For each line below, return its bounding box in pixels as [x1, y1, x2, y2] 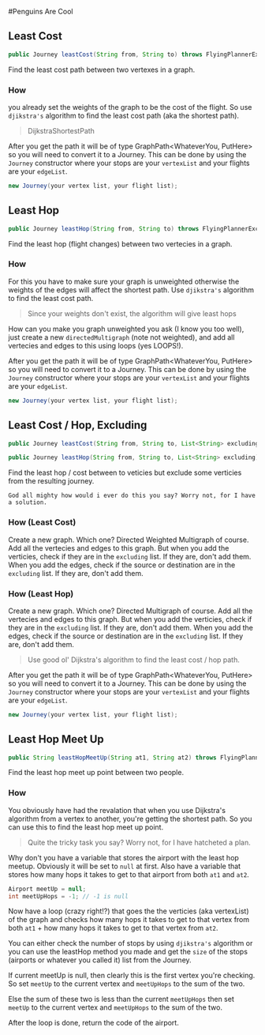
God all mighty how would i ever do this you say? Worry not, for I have [8, 491, 256, 500]
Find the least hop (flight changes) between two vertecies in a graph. [8, 239, 233, 248]
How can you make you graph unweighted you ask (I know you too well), [8, 324, 244, 333]
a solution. [8, 499, 47, 506]
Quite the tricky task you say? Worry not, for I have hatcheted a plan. [27, 837, 251, 847]
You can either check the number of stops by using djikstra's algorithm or [8, 939, 253, 948]
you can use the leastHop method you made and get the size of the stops [8, 947, 248, 957]
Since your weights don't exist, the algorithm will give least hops [27, 308, 237, 318]
